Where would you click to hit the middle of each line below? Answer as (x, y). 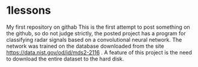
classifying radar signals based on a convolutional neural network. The (94, 39)
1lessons (29, 10)
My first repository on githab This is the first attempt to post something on (98, 27)
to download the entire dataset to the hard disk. (65, 59)
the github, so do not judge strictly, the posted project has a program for (96, 33)
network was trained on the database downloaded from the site (85, 46)
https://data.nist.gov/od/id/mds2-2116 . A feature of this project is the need (99, 52)
